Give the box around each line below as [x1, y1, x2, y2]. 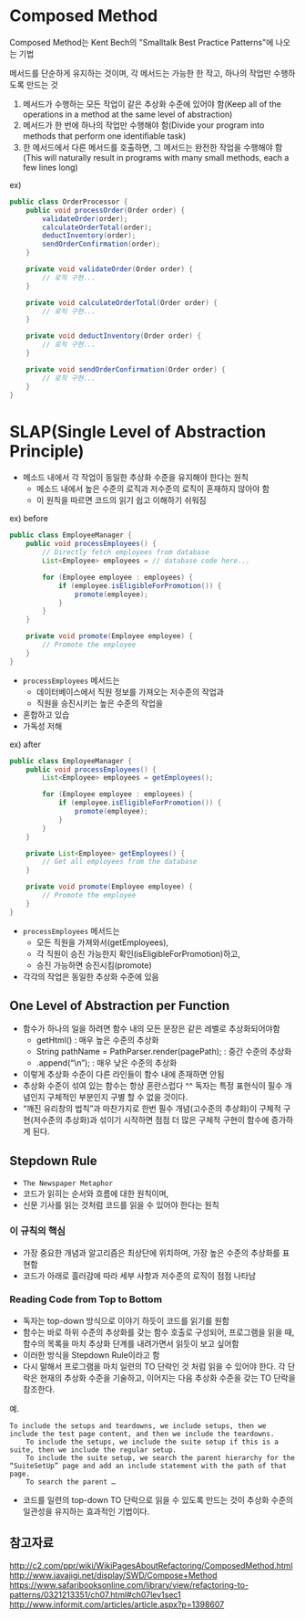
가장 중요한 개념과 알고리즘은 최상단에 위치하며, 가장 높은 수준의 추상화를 [22, 1247, 280, 1258]
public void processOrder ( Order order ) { [25, 205, 185, 215]
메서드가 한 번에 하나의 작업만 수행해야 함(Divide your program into [22, 120, 265, 131]
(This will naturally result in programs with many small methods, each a [22, 152, 290, 163]
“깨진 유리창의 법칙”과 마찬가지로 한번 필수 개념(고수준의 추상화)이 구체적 [22, 1103, 282, 1114]
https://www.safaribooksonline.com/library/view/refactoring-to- [9, 1579, 249, 1590]
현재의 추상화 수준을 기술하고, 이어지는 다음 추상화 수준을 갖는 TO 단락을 [39, 1372, 296, 1383]
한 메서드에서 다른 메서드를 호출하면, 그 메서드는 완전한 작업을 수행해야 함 [22, 142, 283, 152]
